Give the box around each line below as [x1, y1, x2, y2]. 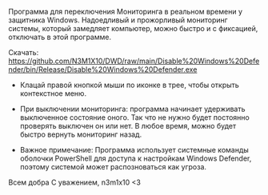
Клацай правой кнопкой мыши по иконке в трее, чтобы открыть [19, 80, 240, 90]
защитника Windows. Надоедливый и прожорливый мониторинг [8, 15, 228, 25]
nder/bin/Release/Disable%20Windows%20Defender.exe [8, 65, 198, 74]
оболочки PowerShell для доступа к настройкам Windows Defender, [19, 153, 252, 163]
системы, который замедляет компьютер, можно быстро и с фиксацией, [8, 24, 258, 33]
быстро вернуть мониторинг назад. [19, 129, 142, 139]
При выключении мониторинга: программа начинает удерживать [19, 104, 246, 113]
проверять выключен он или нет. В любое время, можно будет [19, 121, 237, 130]
